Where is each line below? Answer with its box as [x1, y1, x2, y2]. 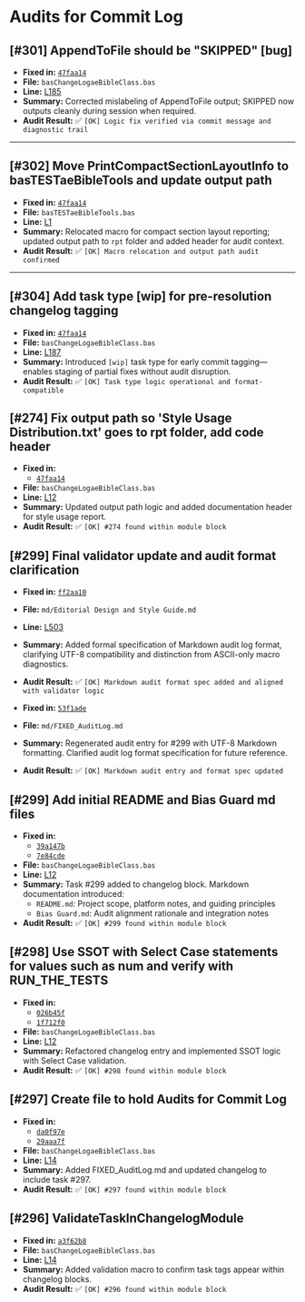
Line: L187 [22, 346, 62, 357]
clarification [9, 562, 80, 577]
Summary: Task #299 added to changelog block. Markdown [22, 879, 250, 890]
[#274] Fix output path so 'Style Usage [9, 411, 232, 426]
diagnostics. [22, 658, 69, 670]
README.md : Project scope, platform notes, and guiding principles [35, 899, 276, 910]
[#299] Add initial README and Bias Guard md [9, 792, 276, 808]
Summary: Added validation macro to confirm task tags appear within [22, 1264, 285, 1275]
